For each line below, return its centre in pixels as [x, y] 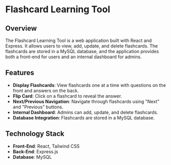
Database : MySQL [32, 157]
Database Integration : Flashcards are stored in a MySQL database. [84, 117]
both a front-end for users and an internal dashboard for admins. [73, 57]
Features [20, 73]
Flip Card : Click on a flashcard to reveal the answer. [67, 96]
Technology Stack [35, 134]
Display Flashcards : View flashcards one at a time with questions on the [89, 85]
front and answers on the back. [46, 90]
